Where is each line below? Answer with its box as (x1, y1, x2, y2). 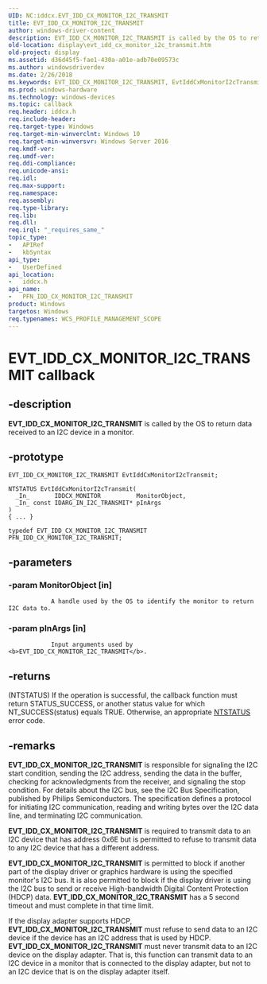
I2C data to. (8, 605, 52, 613)
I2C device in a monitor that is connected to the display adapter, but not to (8, 958, 251, 967)
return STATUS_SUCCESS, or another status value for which (8, 699, 205, 709)
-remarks (8, 739, 56, 753)
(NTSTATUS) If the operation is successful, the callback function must (8, 690, 238, 700)
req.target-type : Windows (8, 123, 94, 130)
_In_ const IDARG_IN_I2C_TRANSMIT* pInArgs (15, 499, 161, 508)
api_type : (8, 255, 41, 263)
